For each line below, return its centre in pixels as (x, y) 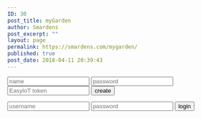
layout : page (27, 41)
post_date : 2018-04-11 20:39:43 (55, 60)
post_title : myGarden (39, 21)
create (103, 91)
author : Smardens (33, 27)
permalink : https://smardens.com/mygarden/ (73, 47)
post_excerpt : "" (33, 34)
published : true (31, 54)
